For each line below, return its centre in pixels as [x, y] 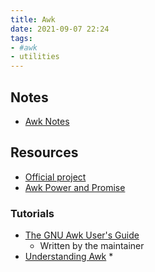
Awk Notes [47, 121]
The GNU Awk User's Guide [82, 235]
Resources [44, 152]
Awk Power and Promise [75, 187]
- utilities [35, 57]
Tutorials [32, 213]
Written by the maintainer [92, 246]
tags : [21, 38]
